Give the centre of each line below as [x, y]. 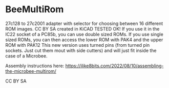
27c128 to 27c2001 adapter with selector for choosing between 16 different [84, 23]
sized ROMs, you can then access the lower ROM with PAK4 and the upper [84, 40]
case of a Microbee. [26, 56]
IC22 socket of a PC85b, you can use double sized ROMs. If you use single [84, 34]
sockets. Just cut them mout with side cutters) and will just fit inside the [81, 50]
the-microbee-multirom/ [31, 71]
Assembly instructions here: [35, 66]
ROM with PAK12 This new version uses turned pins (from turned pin [78, 45]
